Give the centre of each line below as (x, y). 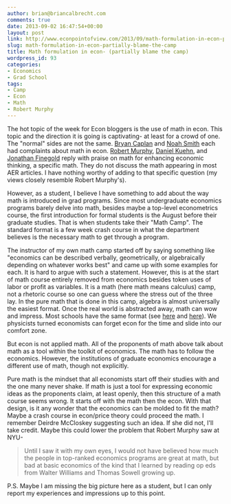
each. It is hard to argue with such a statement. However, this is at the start (113, 272)
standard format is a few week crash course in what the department (103, 229)
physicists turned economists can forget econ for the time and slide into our (114, 323)
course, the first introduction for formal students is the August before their (112, 215)
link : (15, 39)
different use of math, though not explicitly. (68, 365)
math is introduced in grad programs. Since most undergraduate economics (114, 201)
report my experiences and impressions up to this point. (86, 493)
